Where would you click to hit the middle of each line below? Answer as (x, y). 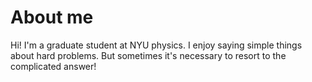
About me (52, 17)
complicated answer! (53, 66)
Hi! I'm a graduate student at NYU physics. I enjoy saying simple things (156, 45)
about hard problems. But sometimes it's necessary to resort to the (148, 55)
